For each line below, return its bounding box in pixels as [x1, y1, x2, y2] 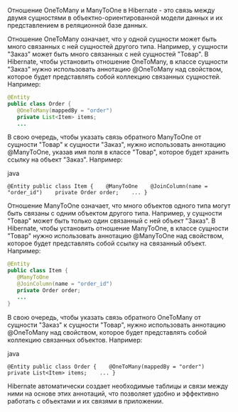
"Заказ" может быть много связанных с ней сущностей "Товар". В [7, 50, 209, 58]
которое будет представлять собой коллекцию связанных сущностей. [7, 72, 222, 81]
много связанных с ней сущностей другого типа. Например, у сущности [7, 43, 228, 50]
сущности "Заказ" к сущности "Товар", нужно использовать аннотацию [7, 321, 226, 329]
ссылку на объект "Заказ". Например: [7, 155, 123, 164]
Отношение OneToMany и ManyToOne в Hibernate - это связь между [7, 6, 215, 14]
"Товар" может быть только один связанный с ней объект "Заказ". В [7, 216, 216, 226]
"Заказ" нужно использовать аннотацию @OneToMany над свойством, [7, 65, 223, 73]
